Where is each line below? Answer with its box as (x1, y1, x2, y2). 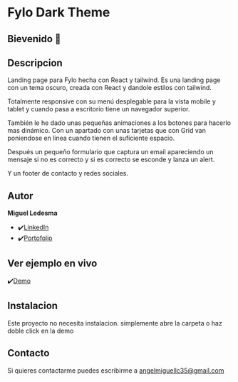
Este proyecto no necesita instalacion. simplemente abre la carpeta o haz (7, 318, 222, 327)
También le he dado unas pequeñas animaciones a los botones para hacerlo (7, 119, 232, 127)
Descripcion (7, 56, 63, 69)
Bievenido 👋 (7, 33, 62, 45)
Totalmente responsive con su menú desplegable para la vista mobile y (7, 97, 216, 106)
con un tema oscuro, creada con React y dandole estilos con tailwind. (7, 84, 212, 92)
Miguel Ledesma (7, 208, 58, 218)
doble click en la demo (7, 326, 74, 335)
